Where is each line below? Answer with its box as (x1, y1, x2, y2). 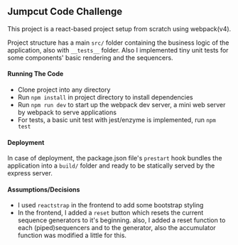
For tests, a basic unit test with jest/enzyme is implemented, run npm (17, 116, 217, 124)
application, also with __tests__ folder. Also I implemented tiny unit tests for (7, 45, 229, 54)
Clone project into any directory (17, 85, 111, 94)
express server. (7, 169, 53, 178)
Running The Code (7, 70, 64, 78)
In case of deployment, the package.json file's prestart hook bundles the (7, 154, 222, 163)
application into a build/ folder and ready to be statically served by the (7, 161, 215, 170)
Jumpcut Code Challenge (7, 6, 123, 18)
